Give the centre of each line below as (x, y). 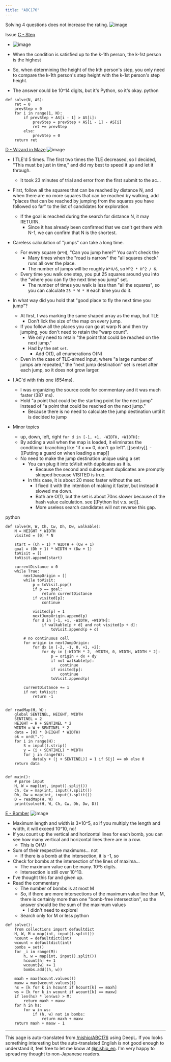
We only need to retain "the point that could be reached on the (93, 337)
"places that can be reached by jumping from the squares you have (83, 201)
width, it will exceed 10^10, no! (44, 828)
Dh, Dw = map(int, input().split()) (53, 795)
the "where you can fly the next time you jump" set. (74, 280)
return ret (26, 140)
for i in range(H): (35, 741)
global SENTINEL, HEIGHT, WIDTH (49, 714)
